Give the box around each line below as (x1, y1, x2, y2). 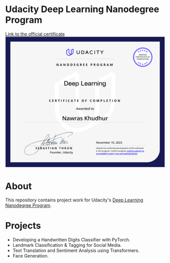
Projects (5, 220, 41, 232)
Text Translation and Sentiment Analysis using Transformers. (12, 247, 140, 253)
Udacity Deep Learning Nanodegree (5, 4, 159, 15)
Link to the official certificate (5, 31, 65, 37)
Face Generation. (12, 253, 49, 259)
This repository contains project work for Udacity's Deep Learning (5, 197, 143, 203)
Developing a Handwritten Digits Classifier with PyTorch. (12, 237, 131, 243)
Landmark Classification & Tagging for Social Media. (12, 242, 122, 248)
